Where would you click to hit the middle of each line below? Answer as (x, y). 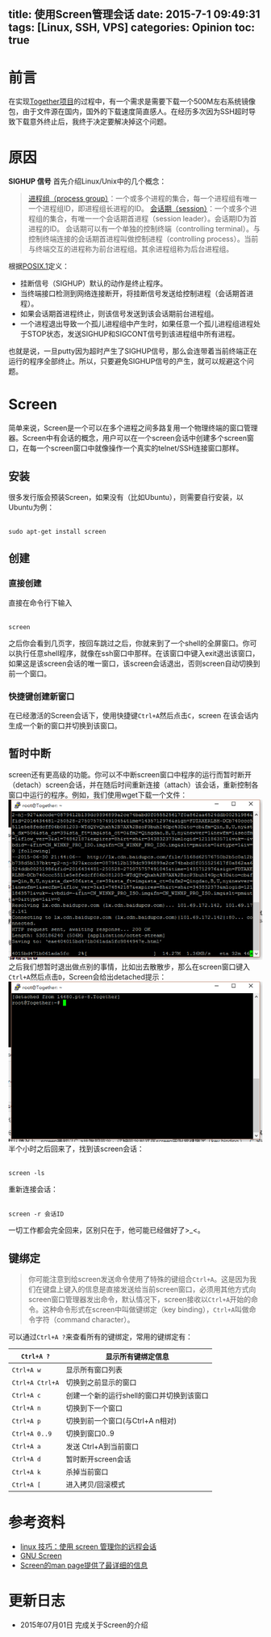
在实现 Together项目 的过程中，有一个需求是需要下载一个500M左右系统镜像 (132, 102)
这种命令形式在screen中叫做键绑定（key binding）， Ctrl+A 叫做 (146, 1309)
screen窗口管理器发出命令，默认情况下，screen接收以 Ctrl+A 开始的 (140, 1300)
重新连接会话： (33, 1189)
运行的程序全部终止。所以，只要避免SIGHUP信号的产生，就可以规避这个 (128, 362)
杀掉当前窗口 (87, 1472)
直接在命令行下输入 (40, 603)
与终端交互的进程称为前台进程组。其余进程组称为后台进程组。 (131, 249)
